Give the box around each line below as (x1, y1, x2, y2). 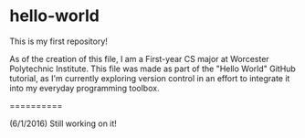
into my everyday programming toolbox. (9, 82, 160, 93)
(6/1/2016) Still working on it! (9, 118, 117, 129)
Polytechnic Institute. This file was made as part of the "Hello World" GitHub (9, 63, 297, 74)
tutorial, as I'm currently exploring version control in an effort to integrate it (9, 72, 290, 83)
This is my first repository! (9, 36, 108, 47)
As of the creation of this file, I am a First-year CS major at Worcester (9, 53, 269, 64)
